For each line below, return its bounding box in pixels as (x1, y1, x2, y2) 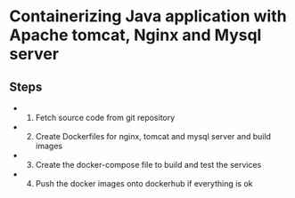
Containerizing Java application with (9, 6, 287, 27)
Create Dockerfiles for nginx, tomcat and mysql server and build (35, 131, 272, 141)
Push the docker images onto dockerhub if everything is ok (35, 178, 253, 188)
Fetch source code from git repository (35, 113, 176, 123)
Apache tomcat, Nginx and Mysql (9, 25, 262, 45)
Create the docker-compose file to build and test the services (35, 160, 262, 170)
